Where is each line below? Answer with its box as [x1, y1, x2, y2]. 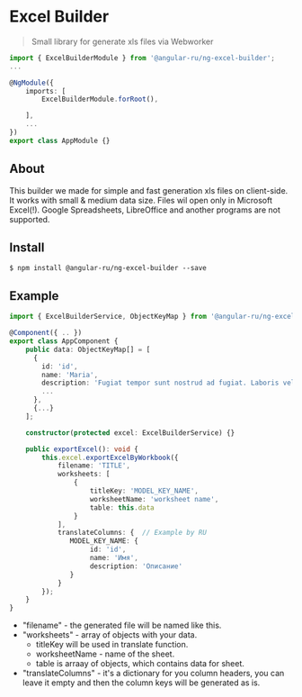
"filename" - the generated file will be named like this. [22, 620, 222, 631]
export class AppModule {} [9, 136, 111, 145]
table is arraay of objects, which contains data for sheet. [35, 658, 245, 669]
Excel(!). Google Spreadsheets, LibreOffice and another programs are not [9, 204, 280, 215]
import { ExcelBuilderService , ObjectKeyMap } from [9, 312, 207, 321]
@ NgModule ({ [9, 78, 54, 87]
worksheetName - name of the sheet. [35, 648, 175, 659]
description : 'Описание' [89, 561, 182, 571]
